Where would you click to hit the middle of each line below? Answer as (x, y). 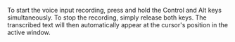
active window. (29, 32)
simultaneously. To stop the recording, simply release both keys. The (107, 17)
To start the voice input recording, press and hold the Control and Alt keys (114, 10)
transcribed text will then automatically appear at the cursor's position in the (118, 25)
